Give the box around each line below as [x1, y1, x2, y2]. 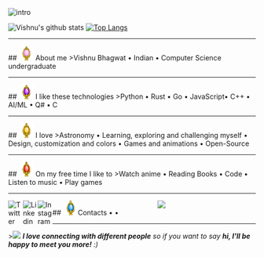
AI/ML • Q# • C [8, 100, 58, 109]
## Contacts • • [52, 208, 119, 217]
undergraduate [8, 62, 57, 71]
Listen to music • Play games [8, 178, 103, 186]
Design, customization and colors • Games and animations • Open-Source [8, 139, 250, 148]
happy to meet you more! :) [8, 240, 98, 249]
